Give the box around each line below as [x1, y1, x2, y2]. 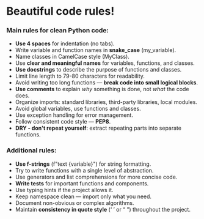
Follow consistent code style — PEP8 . [15, 118, 111, 125]
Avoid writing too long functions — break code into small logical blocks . [15, 79, 199, 86]
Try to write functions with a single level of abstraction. [15, 166, 154, 174]
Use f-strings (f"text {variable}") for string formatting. [15, 160, 151, 168]
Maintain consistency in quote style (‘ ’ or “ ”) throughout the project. [15, 206, 191, 213]
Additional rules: [6, 146, 57, 155]
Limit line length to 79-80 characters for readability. [15, 72, 145, 80]
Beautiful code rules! [6, 4, 115, 18]
